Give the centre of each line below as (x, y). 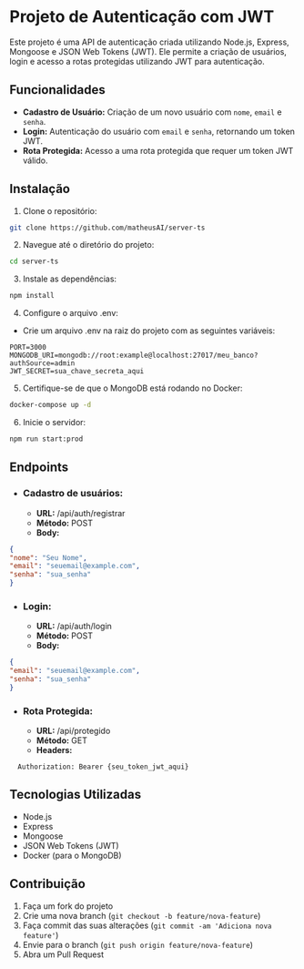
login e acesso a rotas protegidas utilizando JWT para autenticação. (137, 61)
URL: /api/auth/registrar (81, 513)
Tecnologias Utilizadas (76, 795)
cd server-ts (34, 261)
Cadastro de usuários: (73, 494)
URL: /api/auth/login (74, 627)
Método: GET (62, 740)
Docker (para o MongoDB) (72, 855)
